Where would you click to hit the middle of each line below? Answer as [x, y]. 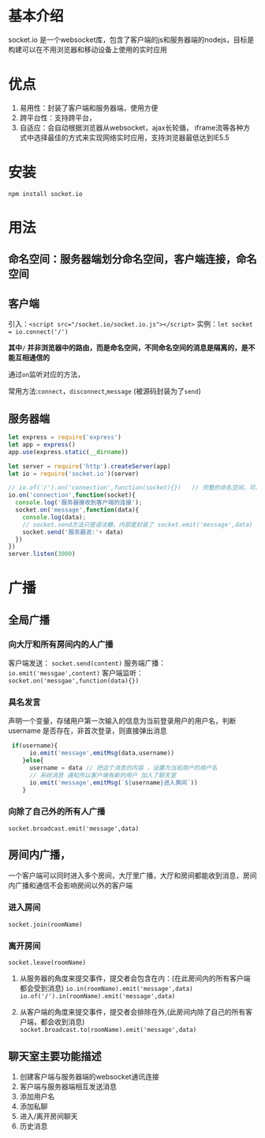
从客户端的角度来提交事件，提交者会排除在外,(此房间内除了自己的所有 [132, 1012]
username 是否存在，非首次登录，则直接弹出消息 [88, 731]
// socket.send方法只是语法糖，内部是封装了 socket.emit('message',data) [138, 524]
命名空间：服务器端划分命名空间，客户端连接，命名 [132, 259]
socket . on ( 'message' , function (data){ [77, 510]
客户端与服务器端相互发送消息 [68, 1086]
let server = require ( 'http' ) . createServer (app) [90, 466]
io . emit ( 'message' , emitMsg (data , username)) [102, 753]
